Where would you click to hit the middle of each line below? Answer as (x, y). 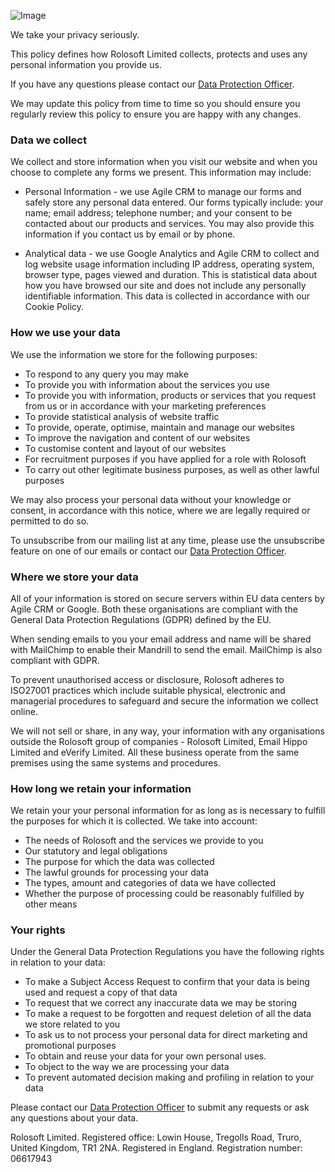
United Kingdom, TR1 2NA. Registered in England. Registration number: (156, 1148)
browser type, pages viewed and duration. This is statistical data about (170, 275)
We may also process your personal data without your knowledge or (151, 499)
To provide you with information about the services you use (147, 384)
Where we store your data (74, 577)
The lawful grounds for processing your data (117, 872)
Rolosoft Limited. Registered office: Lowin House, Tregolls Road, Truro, (156, 1137)
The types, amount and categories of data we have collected (150, 883)
